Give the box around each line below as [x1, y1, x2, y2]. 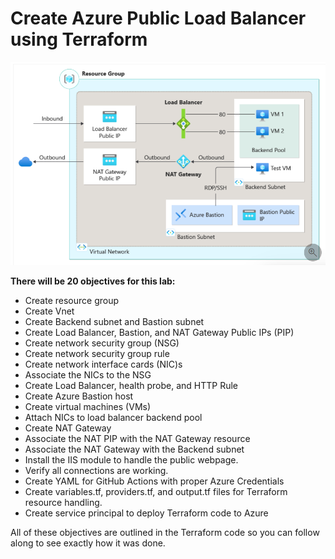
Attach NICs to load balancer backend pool [24, 411, 203, 423]
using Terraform [10, 28, 148, 51]
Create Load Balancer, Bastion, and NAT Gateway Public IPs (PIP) [24, 326, 295, 338]
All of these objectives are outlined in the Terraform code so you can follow [10, 526, 320, 538]
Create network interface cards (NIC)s [24, 358, 183, 370]
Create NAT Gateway [24, 422, 112, 434]
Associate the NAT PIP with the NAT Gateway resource [24, 432, 251, 444]
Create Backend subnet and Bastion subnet [24, 315, 205, 327]
